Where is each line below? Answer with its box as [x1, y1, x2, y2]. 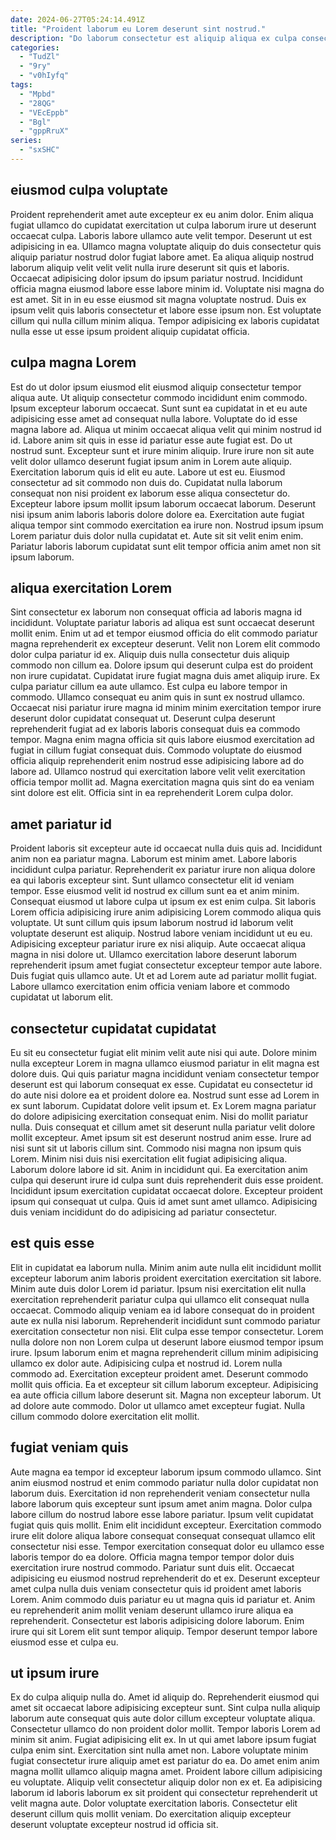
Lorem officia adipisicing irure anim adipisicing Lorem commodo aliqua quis [10, 906, 322, 918]
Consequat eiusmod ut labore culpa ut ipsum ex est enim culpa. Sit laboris [10, 896, 317, 908]
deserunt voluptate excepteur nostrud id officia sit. [10, 1819, 219, 1831]
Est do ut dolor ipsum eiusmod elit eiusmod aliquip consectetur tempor [10, 381, 302, 393]
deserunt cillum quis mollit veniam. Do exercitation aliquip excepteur [10, 1808, 292, 1820]
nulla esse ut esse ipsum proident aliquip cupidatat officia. [10, 325, 250, 337]
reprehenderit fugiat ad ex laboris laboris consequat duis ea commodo [10, 723, 301, 735]
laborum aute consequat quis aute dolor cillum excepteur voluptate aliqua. [10, 1712, 316, 1725]
